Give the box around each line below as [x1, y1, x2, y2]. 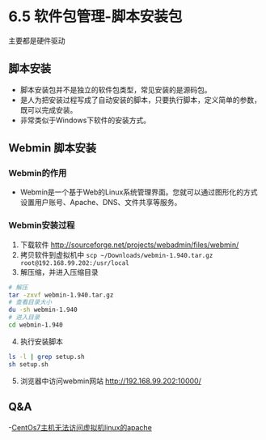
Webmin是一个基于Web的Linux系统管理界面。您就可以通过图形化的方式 [19, 187, 258, 197]
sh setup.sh [8, 360, 49, 369]
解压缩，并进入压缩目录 [19, 267, 99, 276]
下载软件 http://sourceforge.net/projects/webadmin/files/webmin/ [19, 240, 239, 250]
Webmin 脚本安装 [8, 141, 97, 155]
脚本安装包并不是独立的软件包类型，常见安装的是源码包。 [19, 84, 212, 94]
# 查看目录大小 [8, 298, 53, 306]
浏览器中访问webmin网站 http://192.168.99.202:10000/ [19, 376, 202, 386]
